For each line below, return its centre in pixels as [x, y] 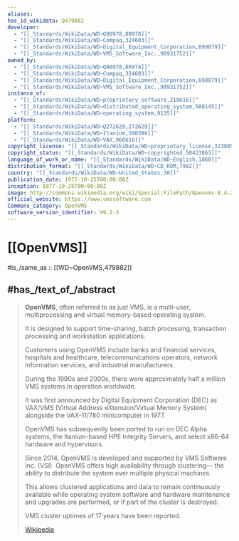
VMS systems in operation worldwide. [80, 386]
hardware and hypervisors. [64, 444]
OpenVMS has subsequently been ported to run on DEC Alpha [116, 429]
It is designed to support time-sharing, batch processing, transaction [126, 328]
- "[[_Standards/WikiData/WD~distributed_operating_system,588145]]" [119, 107]
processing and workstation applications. [85, 336]
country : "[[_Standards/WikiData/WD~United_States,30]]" [94, 173]
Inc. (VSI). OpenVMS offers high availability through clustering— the [124, 465]
